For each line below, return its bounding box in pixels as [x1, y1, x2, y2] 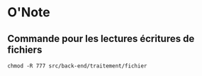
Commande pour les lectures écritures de [7, 33, 195, 45]
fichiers [7, 43, 43, 55]
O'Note [7, 4, 51, 21]
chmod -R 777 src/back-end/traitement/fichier [7, 63, 147, 70]
